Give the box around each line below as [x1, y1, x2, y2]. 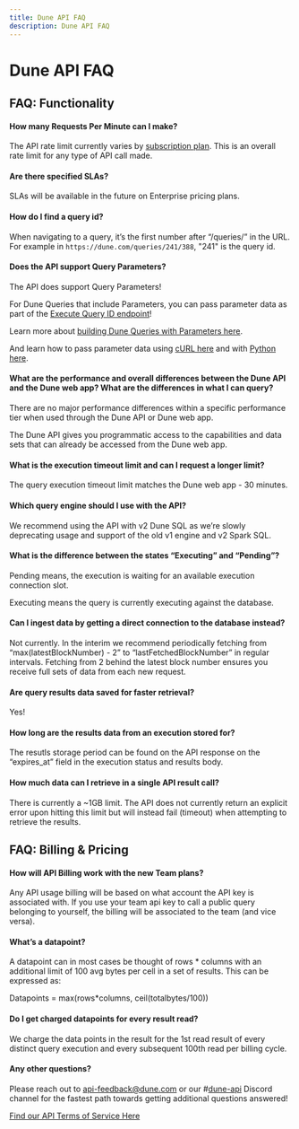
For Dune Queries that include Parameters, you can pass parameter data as [9, 298, 288, 310]
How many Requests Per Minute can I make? [9, 120, 178, 131]
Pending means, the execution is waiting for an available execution [9, 570, 255, 581]
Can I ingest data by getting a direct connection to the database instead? [9, 617, 286, 628]
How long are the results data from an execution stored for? [9, 727, 235, 738]
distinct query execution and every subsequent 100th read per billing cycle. [9, 1043, 287, 1054]
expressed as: [9, 976, 61, 986]
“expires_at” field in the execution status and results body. [9, 757, 224, 767]
